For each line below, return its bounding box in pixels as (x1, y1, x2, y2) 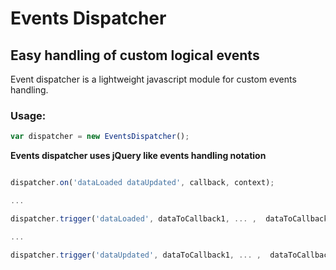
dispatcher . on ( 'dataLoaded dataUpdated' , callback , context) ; (10, 178, 275, 188)
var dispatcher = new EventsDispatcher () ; (10, 132, 190, 142)
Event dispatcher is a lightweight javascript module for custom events (10, 73, 297, 85)
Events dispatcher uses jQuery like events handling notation (10, 150, 267, 162)
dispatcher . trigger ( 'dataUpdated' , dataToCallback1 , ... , (10, 250, 262, 260)
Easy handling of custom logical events (10, 47, 260, 64)
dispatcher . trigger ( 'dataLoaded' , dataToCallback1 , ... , (10, 213, 257, 224)
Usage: (10, 108, 47, 122)
